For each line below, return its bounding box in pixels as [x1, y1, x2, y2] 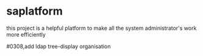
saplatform [6, 4, 63, 18]
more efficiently [6, 30, 46, 38]
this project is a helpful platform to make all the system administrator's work [6, 24, 197, 32]
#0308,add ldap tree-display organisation [6, 43, 111, 50]
